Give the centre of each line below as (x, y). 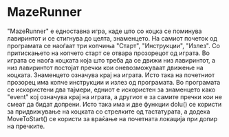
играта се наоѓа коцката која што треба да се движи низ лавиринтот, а (111, 60)
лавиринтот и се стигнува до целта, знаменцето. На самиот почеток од (112, 38)
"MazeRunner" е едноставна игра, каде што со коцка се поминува (105, 31)
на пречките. (26, 126)
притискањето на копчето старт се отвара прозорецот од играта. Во (108, 53)
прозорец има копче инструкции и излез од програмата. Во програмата (114, 82)
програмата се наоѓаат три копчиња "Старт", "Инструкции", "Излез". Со (113, 45)
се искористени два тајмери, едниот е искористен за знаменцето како (111, 89)
